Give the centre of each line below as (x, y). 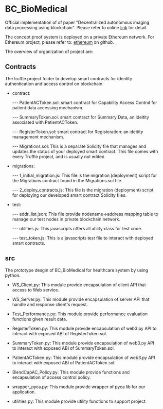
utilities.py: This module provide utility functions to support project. (79, 401)
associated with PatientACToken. (45, 122)
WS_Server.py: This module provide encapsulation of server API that (81, 299)
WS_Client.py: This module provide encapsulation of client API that (79, 285)
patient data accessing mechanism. (48, 107)
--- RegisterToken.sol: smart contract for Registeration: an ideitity (78, 132)
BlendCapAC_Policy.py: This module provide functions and (71, 372)
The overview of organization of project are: (49, 51)
